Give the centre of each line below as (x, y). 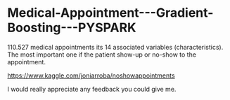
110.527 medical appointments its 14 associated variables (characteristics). (115, 47)
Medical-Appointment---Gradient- (110, 13)
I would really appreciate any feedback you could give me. (92, 89)
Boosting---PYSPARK (72, 28)
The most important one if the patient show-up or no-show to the (102, 55)
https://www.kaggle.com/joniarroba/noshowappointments (91, 76)
